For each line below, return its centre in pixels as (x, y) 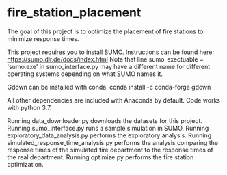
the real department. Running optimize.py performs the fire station (101, 157)
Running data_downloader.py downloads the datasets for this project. (105, 120)
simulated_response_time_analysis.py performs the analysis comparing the (113, 142)
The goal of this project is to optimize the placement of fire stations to (105, 31)
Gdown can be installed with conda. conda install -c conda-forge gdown (109, 87)
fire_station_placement (74, 13)
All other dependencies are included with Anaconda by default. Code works (114, 100)
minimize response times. (43, 38)
